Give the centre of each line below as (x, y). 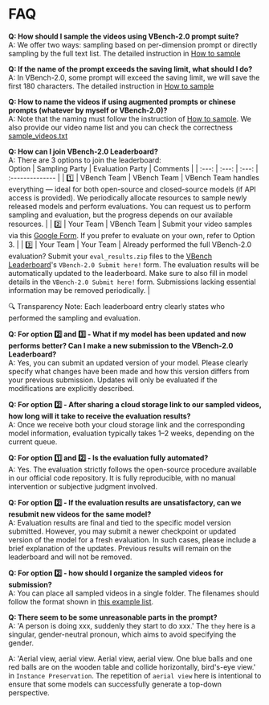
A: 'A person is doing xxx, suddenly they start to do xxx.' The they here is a (132, 625)
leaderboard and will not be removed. (70, 557)
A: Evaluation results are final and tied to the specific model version (120, 522)
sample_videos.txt (38, 136)
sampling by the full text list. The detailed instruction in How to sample (124, 53)
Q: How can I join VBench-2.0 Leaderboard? (84, 151)
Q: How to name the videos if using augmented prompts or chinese (122, 101)
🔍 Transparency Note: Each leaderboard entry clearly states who (116, 306)
